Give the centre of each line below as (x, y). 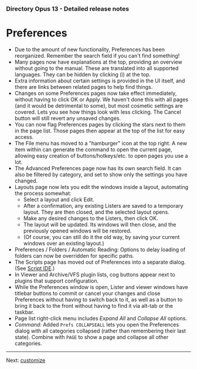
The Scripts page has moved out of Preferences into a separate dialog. (100, 262)
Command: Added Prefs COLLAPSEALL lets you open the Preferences (97, 324)
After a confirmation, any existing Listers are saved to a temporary (103, 205)
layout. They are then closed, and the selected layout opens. (96, 212)
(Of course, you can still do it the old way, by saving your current (101, 237)
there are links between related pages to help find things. (84, 87)
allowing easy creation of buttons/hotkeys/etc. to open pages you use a (101, 155)
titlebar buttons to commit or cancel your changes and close (87, 293)
